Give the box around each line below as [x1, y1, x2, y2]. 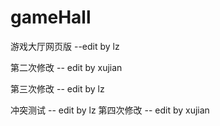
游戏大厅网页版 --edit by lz [10, 40, 120, 52]
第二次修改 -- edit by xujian [10, 61, 123, 73]
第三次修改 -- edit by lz [10, 82, 105, 95]
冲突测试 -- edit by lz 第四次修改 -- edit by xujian [10, 104, 210, 116]
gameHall [10, 6, 92, 29]
